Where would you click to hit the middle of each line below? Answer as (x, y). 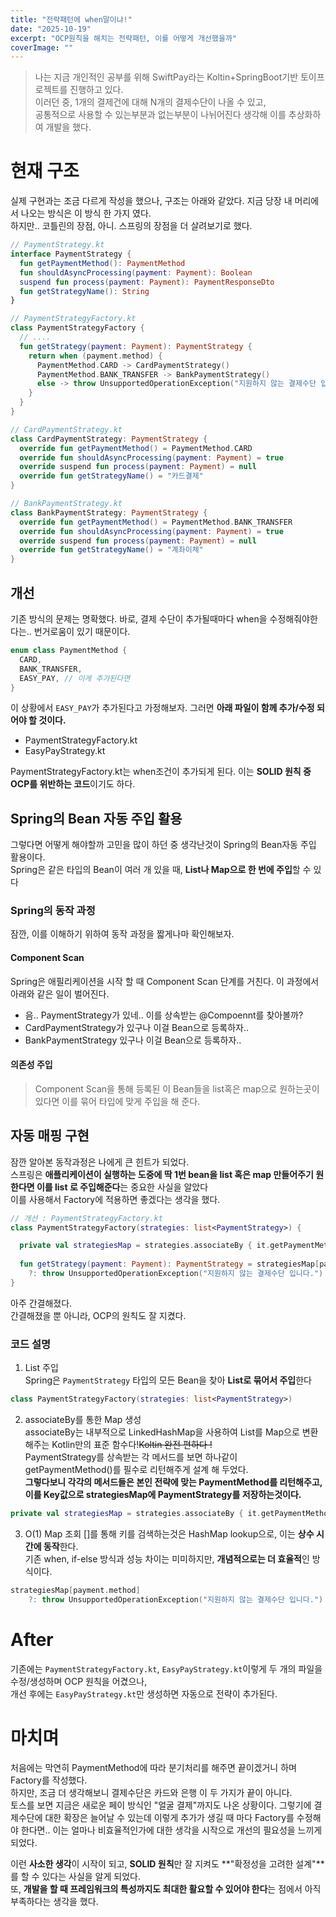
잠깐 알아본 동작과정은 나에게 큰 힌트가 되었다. (100, 1162)
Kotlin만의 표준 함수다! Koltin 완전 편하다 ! (132, 1444)
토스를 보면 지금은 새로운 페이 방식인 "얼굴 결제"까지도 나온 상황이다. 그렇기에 (161, 1805)
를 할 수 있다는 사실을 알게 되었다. (75, 1876)
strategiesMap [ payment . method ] (75, 1590)
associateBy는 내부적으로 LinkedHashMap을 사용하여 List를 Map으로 (162, 1432)
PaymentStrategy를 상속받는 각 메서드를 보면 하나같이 (131, 1457)
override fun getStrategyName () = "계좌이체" (111, 550)
